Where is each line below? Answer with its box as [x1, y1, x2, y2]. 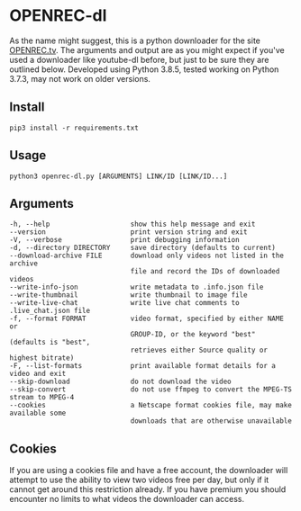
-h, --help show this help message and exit [9, 220, 256, 229]
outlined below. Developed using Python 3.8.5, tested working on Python [9, 64, 279, 75]
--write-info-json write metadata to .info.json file [9, 282, 264, 292]
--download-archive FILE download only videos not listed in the [9, 251, 284, 261]
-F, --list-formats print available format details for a [9, 362, 277, 371]
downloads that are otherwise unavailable [130, 417, 293, 426]
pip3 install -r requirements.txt [9, 123, 140, 132]
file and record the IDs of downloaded [130, 267, 280, 276]
